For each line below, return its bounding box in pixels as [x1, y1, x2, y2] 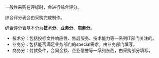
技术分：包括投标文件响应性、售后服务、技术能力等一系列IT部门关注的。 [12, 36, 157, 41]
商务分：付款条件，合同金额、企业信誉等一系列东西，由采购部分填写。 [12, 48, 153, 53]
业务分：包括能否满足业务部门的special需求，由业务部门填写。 [12, 41, 138, 47]
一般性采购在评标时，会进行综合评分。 [5, 4, 82, 10]
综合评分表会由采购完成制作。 [5, 15, 65, 20]
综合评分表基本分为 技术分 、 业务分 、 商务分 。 [5, 25, 95, 31]
